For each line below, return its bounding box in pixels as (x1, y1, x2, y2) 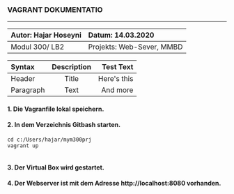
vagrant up (7, 142, 39, 149)
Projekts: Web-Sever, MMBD (88, 42, 183, 52)
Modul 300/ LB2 (10, 42, 65, 52)
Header (10, 74, 36, 84)
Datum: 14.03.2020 (88, 30, 155, 40)
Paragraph (10, 85, 45, 95)
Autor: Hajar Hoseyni (10, 30, 82, 40)
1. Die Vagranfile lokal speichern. (7, 105, 104, 113)
